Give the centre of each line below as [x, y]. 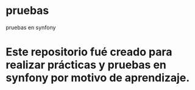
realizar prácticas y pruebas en [86, 65]
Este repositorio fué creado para [89, 52]
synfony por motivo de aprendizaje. [98, 78]
